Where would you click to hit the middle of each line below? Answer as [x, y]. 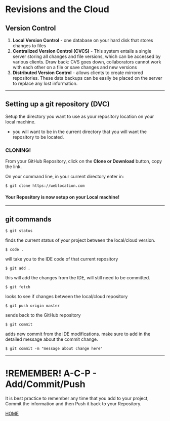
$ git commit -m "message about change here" [54, 349]
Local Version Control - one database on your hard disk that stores [83, 40]
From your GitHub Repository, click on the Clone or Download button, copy [84, 161]
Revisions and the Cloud [57, 9]
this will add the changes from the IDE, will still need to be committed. [78, 278]
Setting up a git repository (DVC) [58, 104]
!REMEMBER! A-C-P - [51, 374]
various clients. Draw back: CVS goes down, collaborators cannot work [87, 62]
